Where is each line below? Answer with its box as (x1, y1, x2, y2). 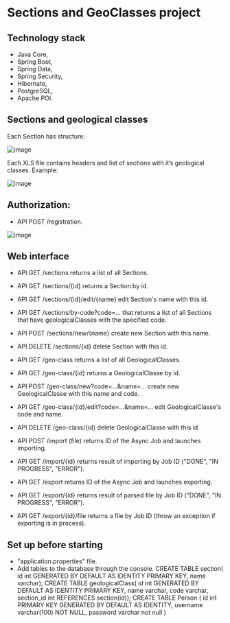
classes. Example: (7, 166, 58, 174)
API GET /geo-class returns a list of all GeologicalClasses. (16, 355, 181, 364)
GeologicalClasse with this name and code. (16, 390, 139, 398)
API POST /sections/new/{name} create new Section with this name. (16, 329, 211, 338)
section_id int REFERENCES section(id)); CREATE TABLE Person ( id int (16, 593, 218, 602)
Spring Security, (16, 72, 63, 80)
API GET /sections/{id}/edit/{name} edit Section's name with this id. (16, 295, 209, 303)
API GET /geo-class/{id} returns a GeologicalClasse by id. (16, 369, 181, 377)
